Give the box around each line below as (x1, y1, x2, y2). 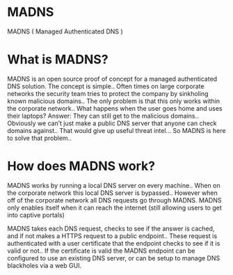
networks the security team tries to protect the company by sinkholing (7, 89, 209, 97)
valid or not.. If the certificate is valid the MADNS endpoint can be (7, 246, 195, 255)
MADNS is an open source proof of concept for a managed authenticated (7, 74, 218, 83)
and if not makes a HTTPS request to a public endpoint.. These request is (7, 231, 218, 240)
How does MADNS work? (7, 158, 155, 174)
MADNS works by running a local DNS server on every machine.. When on (7, 181, 220, 189)
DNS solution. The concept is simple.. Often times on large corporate (7, 81, 204, 91)
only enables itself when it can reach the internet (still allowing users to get (7, 203, 223, 212)
